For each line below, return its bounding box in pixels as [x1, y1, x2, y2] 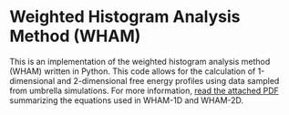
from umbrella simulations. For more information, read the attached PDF [9, 85, 280, 96]
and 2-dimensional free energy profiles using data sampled [57, 75, 280, 86]
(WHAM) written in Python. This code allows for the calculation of [9, 66, 256, 77]
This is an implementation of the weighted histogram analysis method [9, 56, 271, 67]
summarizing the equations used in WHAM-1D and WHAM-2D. [9, 94, 244, 106]
